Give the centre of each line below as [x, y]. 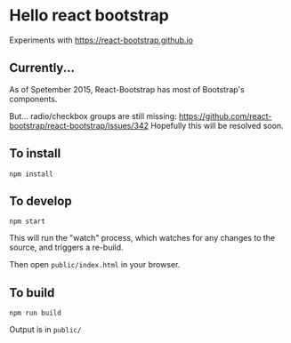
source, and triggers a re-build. [66, 247]
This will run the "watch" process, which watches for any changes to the [142, 238]
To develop [41, 201]
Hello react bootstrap [89, 16]
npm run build [36, 313]
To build [32, 293]
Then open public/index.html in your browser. [95, 265]
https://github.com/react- [225, 116]
